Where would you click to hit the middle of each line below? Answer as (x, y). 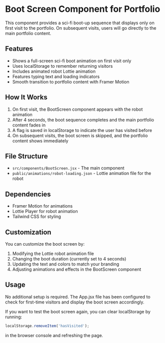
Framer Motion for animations (42, 206)
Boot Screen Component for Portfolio (83, 9)
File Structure (26, 156)
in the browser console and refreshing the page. (54, 335)
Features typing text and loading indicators (56, 76)
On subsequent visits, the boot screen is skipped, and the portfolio (80, 135)
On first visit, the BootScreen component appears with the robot (78, 109)
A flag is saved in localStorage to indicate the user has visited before (82, 130)
